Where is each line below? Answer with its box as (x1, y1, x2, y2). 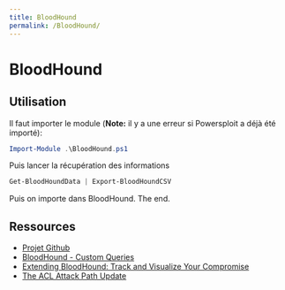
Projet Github (21, 242, 71, 253)
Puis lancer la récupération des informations (9, 160, 170, 171)
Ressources (9, 218, 77, 234)
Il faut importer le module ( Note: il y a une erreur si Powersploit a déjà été (9, 118, 276, 128)
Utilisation (9, 95, 67, 110)
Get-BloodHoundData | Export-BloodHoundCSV (9, 178, 172, 187)
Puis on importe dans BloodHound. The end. (9, 194, 170, 204)
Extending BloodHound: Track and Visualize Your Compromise (21, 262, 250, 272)
